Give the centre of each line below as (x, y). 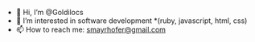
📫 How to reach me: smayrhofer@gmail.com (91, 29)
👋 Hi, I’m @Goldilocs (49, 12)
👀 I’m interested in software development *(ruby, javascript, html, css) (132, 21)
